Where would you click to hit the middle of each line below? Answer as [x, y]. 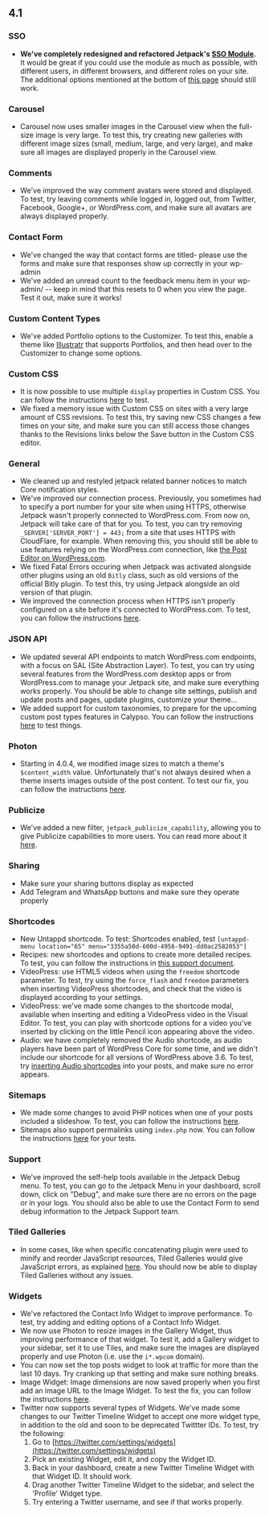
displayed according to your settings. [81, 997]
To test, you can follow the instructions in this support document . [127, 963]
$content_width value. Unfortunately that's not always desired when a [135, 772]
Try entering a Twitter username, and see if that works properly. [137, 1502]
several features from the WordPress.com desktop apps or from [125, 674]
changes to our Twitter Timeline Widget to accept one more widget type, [140, 1417]
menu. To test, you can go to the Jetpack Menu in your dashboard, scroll [140, 1185]
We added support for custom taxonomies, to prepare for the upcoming [138, 708]
